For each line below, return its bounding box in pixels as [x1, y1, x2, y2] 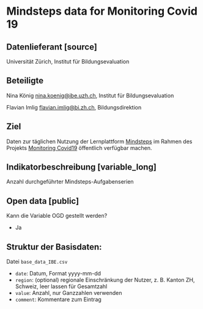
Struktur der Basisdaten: [6, 242, 102, 252]
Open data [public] [6, 196, 79, 206]
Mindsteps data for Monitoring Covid [6, 4, 197, 18]
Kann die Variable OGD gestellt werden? [6, 212, 108, 220]
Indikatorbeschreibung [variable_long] [6, 162, 157, 173]
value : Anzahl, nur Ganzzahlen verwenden [15, 289, 122, 297]
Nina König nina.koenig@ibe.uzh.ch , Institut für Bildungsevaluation [6, 92, 174, 99]
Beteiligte [6, 75, 44, 86]
